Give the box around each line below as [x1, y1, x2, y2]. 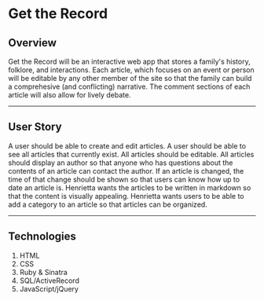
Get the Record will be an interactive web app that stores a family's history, [8, 57, 251, 66]
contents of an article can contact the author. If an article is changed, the [8, 166, 244, 175]
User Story [8, 120, 62, 134]
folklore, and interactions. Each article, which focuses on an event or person [8, 65, 255, 75]
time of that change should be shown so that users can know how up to [8, 174, 240, 184]
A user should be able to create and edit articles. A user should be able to [8, 141, 246, 150]
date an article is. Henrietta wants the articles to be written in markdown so [8, 182, 251, 193]
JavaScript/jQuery [19, 284, 79, 293]
